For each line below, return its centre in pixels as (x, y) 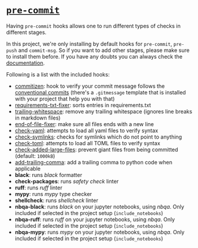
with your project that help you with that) (65, 99)
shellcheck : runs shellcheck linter (56, 200)
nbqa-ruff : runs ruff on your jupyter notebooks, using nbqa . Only (95, 219)
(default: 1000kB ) (35, 156)
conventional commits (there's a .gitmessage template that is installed (100, 92)
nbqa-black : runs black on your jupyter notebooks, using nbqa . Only (100, 206)
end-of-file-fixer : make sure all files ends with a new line (84, 124)
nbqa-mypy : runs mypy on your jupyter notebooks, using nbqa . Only (100, 232)
